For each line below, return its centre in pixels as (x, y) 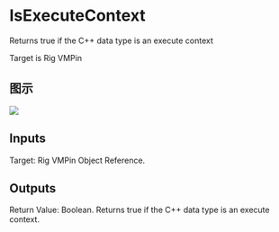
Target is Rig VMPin (46, 58)
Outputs (33, 188)
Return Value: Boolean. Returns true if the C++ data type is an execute (139, 210)
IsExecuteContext (77, 16)
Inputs (28, 139)
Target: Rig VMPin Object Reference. (77, 160)
